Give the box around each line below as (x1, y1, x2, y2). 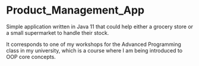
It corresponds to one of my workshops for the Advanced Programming (6, 41, 181, 48)
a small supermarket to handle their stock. (6, 29, 109, 36)
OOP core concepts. (6, 53, 56, 60)
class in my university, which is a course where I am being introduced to (6, 47, 183, 54)
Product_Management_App (6, 4, 144, 17)
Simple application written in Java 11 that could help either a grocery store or (6, 23, 194, 30)
